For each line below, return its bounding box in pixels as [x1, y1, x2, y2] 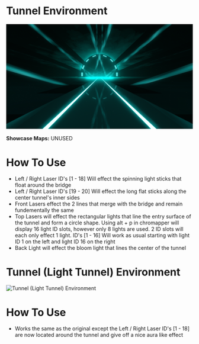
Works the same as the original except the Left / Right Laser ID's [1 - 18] [14, 325, 190, 332]
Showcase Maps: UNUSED [6, 135, 73, 142]
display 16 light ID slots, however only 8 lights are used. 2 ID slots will [14, 226, 184, 233]
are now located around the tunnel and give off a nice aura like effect [14, 332, 184, 339]
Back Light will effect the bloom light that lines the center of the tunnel [14, 245, 187, 252]
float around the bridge [14, 182, 72, 189]
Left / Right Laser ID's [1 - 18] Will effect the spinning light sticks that [14, 175, 182, 182]
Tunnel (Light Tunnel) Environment [6, 265, 181, 279]
